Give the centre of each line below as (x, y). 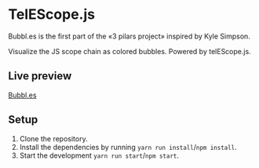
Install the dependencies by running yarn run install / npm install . (128, 147)
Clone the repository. (53, 138)
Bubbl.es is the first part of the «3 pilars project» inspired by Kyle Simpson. (129, 36)
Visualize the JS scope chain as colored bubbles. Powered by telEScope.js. (129, 51)
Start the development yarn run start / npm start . (99, 155)
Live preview (40, 76)
